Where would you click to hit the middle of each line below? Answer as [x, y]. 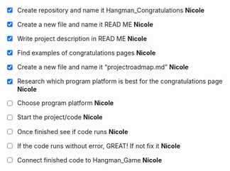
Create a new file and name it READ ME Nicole [85, 25]
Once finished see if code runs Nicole [72, 131]
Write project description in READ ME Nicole [82, 39]
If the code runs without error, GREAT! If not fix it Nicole [99, 145]
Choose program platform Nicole [65, 103]
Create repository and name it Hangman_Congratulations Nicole [111, 10]
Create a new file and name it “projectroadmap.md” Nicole [103, 67]
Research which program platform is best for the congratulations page [120, 82]
